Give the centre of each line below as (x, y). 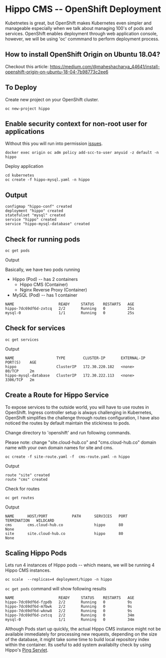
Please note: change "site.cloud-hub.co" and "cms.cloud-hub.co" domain (81, 442)
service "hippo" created (31, 220)
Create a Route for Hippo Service (57, 395)
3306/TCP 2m (20, 380)
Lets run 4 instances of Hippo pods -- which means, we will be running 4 (80, 565)
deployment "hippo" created (34, 211)
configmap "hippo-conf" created (39, 207)
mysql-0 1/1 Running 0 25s (70, 313)
